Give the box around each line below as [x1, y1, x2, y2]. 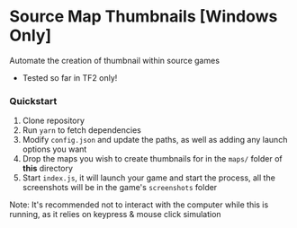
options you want [22, 144, 87, 154]
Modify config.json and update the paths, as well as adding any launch [22, 135, 288, 145]
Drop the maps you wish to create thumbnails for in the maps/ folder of [22, 153, 283, 164]
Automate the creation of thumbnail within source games [9, 55, 220, 66]
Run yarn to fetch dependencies [22, 125, 141, 136]
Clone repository [22, 115, 85, 127]
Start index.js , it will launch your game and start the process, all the [22, 172, 276, 183]
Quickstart [9, 94, 58, 107]
